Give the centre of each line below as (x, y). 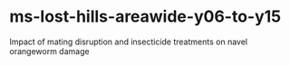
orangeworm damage (49, 51)
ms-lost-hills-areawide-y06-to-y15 (145, 17)
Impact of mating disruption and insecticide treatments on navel (128, 42)
